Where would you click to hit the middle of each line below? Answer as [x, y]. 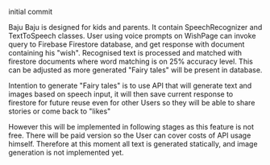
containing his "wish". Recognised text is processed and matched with [125, 53]
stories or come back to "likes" [60, 111]
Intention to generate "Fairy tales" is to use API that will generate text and [130, 85]
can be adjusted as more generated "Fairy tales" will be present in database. [135, 70]
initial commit [31, 12]
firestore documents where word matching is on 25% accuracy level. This [131, 61]
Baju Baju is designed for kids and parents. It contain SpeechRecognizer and [135, 27]
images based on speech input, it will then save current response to [121, 94]
